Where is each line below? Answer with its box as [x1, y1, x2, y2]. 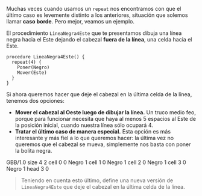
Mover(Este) [17, 70, 47, 76]
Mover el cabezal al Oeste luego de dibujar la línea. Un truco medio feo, [14, 109, 196, 116]
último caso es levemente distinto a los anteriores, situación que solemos [6, 11, 188, 19]
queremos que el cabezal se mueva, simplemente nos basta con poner [14, 141, 191, 148]
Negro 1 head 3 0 [6, 165, 49, 172]
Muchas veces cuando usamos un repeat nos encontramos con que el [6, 5, 181, 12]
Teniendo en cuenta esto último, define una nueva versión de [21, 177, 174, 184]
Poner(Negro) [17, 64, 50, 70]
